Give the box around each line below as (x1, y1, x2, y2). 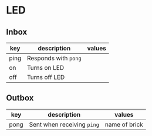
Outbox (6, 93, 34, 103)
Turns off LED (26, 73, 65, 81)
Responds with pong (26, 54, 82, 62)
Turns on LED (26, 64, 65, 72)
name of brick (104, 120, 144, 128)
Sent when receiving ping (29, 120, 100, 128)
